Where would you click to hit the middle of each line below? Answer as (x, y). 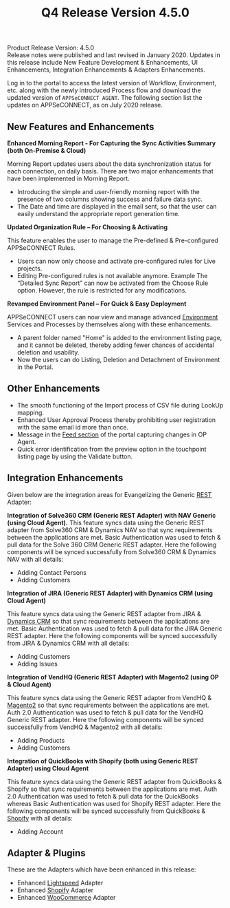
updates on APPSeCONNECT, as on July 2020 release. (85, 105)
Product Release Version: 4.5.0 (51, 48)
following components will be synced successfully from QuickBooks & (106, 811)
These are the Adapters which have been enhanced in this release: (102, 869)
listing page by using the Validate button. (75, 456)
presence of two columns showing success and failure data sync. (110, 199)
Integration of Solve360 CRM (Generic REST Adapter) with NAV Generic (112, 515)
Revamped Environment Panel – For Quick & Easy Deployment (97, 304)
